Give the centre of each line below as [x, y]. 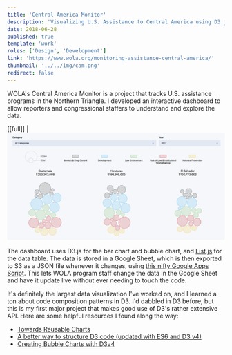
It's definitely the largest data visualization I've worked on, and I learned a [112, 294]
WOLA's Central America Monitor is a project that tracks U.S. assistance [109, 93]
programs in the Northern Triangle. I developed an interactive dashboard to [114, 101]
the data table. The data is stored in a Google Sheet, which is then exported [115, 258]
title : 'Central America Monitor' [57, 15]
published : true [30, 37]
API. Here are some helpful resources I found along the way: [93, 316]
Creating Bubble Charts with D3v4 [66, 344]
